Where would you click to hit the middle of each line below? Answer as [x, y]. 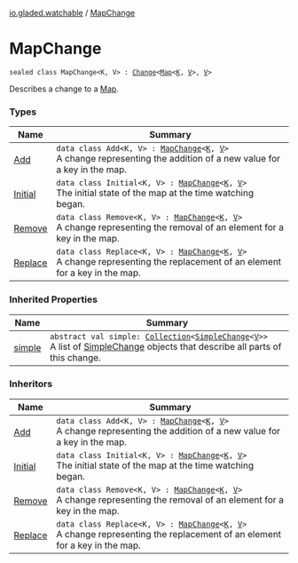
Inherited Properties [53, 299]
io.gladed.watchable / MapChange [72, 13]
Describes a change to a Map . [64, 89]
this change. [76, 357]
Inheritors [31, 384]
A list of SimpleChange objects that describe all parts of [166, 346]
